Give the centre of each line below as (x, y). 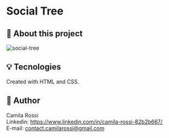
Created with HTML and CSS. (43, 81)
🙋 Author (23, 101)
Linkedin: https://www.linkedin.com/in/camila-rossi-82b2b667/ (84, 122)
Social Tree (35, 11)
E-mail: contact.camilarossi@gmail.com (55, 128)
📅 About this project (44, 34)
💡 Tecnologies (34, 67)
